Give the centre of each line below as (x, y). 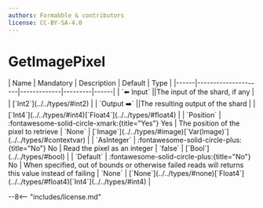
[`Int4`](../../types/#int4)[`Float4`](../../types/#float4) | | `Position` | (115, 115)
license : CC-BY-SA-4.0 (45, 23)
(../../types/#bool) (37, 157)
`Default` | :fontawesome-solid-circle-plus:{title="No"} (163, 157)
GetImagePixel (57, 62)
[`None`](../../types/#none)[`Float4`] (187, 173)
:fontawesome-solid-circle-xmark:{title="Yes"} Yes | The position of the (124, 123)
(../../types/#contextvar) (47, 140)
